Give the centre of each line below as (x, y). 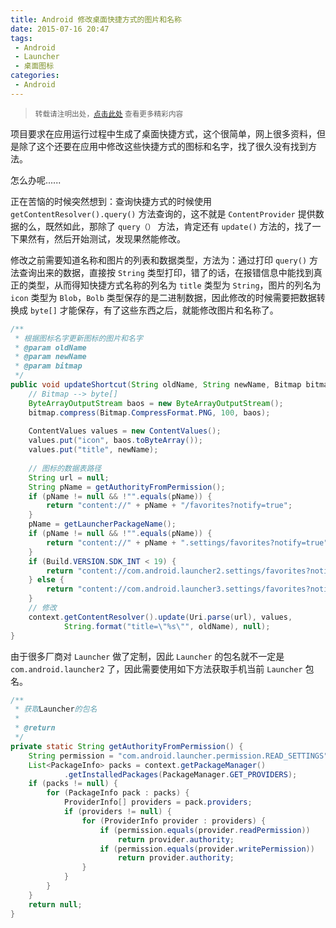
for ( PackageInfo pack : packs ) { (118, 793)
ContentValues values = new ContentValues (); (125, 431)
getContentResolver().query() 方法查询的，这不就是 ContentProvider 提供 (163, 213)
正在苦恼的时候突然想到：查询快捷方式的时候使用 (111, 201)
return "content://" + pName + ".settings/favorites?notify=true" (187, 542)
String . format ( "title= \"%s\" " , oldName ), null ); (167, 626)
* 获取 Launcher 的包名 (56, 709)
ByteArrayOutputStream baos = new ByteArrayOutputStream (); (156, 403)
